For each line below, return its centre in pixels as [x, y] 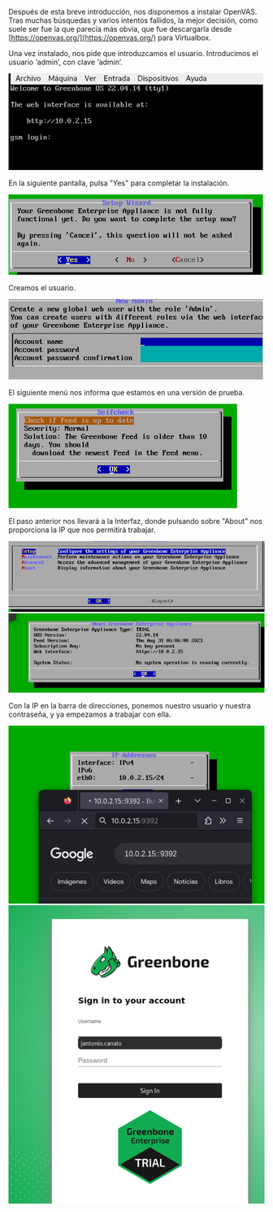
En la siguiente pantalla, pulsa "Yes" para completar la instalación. [119, 183]
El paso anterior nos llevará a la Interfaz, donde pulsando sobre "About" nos [135, 521]
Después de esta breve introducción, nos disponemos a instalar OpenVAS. [133, 12]
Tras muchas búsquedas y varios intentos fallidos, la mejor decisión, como [133, 20]
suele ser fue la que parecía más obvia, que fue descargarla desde [120, 29]
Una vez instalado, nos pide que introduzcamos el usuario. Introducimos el [133, 53]
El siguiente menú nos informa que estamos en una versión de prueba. [127, 392]
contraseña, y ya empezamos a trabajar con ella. [90, 714]
